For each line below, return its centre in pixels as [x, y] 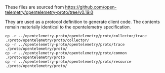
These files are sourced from [35, 7]
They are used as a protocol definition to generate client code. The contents [82, 22]
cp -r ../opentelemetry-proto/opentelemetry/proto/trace [65, 45]
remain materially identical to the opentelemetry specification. [68, 27]
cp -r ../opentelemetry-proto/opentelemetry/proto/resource [68, 62]
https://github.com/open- [91, 7]
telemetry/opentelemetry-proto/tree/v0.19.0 [49, 12]
